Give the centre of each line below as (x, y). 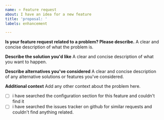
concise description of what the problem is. (49, 47)
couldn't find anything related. (43, 112)
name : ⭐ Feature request (31, 10)
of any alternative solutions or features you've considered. (65, 77)
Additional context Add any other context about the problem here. (73, 86)
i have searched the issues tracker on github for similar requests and (82, 107)
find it (18, 101)
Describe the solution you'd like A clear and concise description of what (80, 57)
